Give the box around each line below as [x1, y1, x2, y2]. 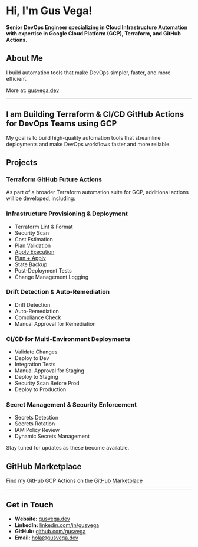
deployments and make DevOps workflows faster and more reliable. [6, 140, 171, 148]
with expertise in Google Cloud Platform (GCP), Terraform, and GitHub [6, 30, 181, 37]
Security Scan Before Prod [14, 379, 80, 387]
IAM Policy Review [14, 427, 60, 434]
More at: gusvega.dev [6, 87, 60, 94]
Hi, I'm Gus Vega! [6, 4, 93, 18]
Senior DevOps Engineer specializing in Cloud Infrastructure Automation [6, 24, 188, 31]
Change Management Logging [14, 273, 89, 280]
